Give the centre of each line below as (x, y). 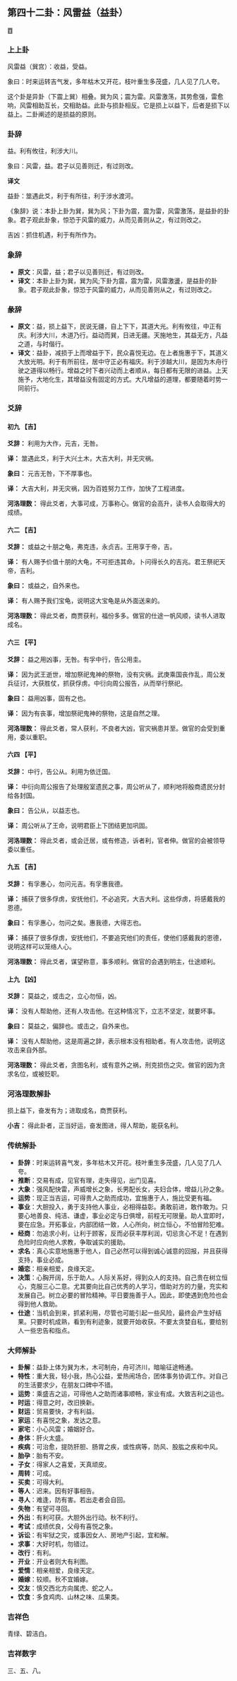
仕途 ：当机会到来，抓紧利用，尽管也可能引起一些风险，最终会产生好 (116, 1313)
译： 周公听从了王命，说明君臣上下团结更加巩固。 (79, 825)
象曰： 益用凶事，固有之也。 (48, 698)
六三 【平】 (24, 642)
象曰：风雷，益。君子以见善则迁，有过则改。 (72, 166)
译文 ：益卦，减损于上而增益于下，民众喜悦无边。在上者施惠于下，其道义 (122, 353)
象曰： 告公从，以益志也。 (45, 810)
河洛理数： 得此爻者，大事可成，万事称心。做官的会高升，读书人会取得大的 (116, 503)
